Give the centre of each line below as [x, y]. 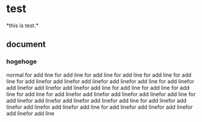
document [26, 44]
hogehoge [22, 62]
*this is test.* [22, 25]
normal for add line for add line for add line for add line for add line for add [99, 75]
